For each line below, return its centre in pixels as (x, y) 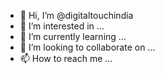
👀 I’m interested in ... (62, 26)
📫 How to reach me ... (66, 58)
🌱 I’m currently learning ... (73, 36)
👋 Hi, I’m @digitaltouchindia (76, 15)
